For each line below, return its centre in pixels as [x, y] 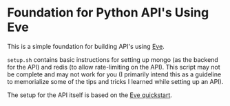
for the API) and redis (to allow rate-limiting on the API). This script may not [114, 67]
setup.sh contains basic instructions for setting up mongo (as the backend [113, 59]
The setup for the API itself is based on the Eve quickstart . [90, 95]
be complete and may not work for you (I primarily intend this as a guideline [114, 74]
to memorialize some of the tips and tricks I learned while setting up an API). [115, 81]
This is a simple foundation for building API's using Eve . [86, 46]
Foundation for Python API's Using [108, 13]
